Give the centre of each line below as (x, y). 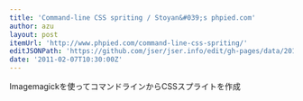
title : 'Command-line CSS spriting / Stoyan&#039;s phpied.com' (133, 18)
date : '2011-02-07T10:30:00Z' (66, 60)
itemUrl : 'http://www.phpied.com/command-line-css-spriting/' (129, 43)
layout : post (34, 34)
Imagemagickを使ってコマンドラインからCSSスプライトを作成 (125, 86)
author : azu (32, 26)
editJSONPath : (36, 51)
